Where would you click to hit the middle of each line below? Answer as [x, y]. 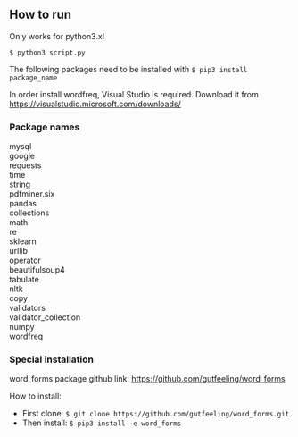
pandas [23, 204]
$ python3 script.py [48, 53]
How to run [41, 15]
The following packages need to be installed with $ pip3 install [128, 69]
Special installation [51, 359]
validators [28, 308]
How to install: [36, 396]
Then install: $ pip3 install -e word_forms [102, 423]
